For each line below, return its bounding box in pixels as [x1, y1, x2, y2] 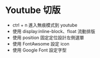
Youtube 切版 [5, 4, 61, 16]
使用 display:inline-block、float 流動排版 [12, 28, 95, 34]
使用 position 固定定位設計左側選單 [12, 34, 84, 40]
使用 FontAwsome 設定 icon [12, 40, 69, 46]
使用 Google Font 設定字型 [12, 47, 66, 53]
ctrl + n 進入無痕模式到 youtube [12, 22, 77, 28]
